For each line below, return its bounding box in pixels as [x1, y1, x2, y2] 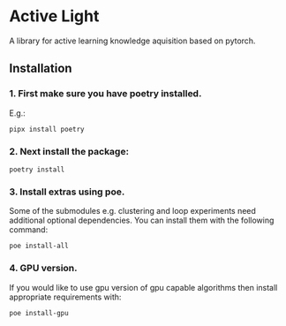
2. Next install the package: [9, 145, 130, 157]
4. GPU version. [9, 262, 78, 275]
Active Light [9, 6, 100, 27]
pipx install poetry [9, 125, 86, 133]
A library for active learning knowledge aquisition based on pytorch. [9, 35, 256, 46]
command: [9, 224, 49, 235]
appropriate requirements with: [9, 292, 122, 302]
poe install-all [9, 241, 69, 251]
